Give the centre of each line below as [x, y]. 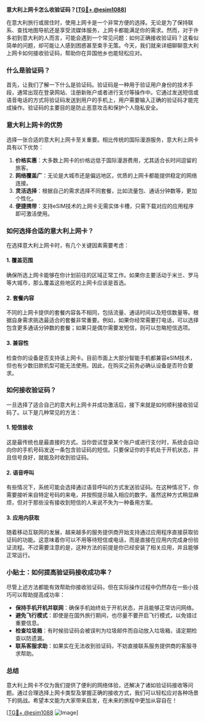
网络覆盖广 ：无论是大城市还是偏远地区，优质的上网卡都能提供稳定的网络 [106, 175]
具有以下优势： [25, 147]
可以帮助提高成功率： [38, 594]
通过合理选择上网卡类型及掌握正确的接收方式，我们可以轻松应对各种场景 [108, 693]
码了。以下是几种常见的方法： [44, 412]
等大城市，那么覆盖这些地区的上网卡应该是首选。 [68, 283]
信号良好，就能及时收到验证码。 [52, 457]
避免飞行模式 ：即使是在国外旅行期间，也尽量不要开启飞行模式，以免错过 [106, 615]
